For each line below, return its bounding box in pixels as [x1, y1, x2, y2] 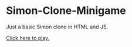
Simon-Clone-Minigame [6, 4, 126, 17]
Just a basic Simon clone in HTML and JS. [6, 23, 109, 30]
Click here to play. [6, 34, 50, 41]
